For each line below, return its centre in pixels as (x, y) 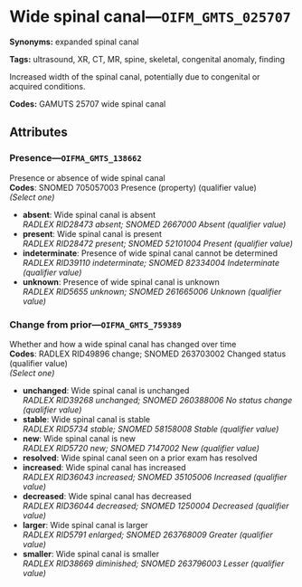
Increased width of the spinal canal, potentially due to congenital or (135, 76)
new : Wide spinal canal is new (79, 438)
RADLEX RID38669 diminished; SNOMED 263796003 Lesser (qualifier (153, 563)
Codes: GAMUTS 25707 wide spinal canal (88, 104)
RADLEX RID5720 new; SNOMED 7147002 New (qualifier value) (141, 448)
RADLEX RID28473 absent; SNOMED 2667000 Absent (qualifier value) (154, 224)
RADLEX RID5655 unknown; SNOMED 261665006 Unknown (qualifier (152, 291)
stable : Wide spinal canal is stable (86, 419)
